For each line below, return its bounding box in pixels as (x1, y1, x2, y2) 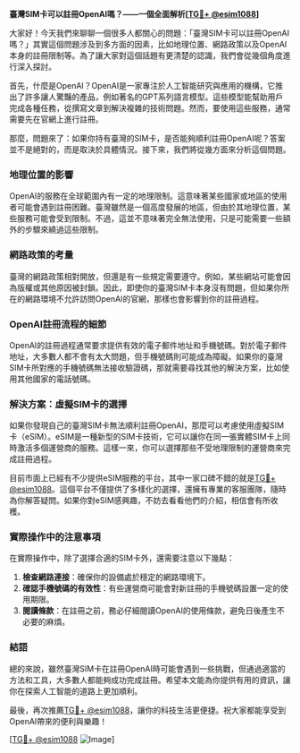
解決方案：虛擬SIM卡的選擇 (9, 398, 128, 410)
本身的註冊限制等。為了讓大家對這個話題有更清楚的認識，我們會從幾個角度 (9, 50, 283, 61)
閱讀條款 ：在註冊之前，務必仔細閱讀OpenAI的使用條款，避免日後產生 (21, 605, 277, 616)
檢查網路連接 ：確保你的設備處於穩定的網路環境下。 (21, 572, 211, 583)
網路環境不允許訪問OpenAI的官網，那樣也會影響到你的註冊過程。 (24, 293, 264, 304)
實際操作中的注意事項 (9, 531, 101, 543)
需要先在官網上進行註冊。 (9, 114, 104, 124)
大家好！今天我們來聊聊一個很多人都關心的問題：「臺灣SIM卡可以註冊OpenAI (9, 28, 290, 39)
